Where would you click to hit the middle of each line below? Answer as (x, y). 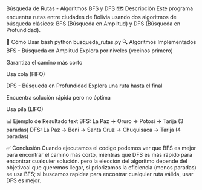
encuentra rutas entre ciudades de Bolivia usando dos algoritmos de (91, 17)
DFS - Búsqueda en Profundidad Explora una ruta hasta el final (84, 86)
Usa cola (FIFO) (26, 74)
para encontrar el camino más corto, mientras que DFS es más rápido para (99, 155)
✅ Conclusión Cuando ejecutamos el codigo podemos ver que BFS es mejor (101, 148)
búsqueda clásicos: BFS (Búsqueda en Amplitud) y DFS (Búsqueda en (93, 24)
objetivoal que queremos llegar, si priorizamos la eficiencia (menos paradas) (101, 167)
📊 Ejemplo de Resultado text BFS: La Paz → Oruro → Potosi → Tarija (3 (95, 121)
